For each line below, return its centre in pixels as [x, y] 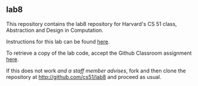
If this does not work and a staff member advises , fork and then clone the [96, 71]
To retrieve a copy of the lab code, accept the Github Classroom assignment [99, 53]
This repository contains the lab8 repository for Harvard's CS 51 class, [92, 24]
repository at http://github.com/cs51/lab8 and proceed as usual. [84, 77]
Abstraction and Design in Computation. [55, 30]
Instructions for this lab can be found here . [58, 41]
